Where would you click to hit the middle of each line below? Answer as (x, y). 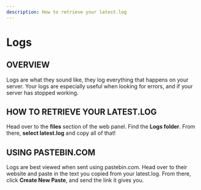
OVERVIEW (28, 65)
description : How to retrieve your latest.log (67, 12)
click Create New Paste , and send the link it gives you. (75, 180)
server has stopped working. (42, 93)
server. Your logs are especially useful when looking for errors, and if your (100, 86)
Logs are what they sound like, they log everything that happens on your (97, 80)
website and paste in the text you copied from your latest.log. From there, (99, 174)
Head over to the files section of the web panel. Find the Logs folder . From (101, 127)
